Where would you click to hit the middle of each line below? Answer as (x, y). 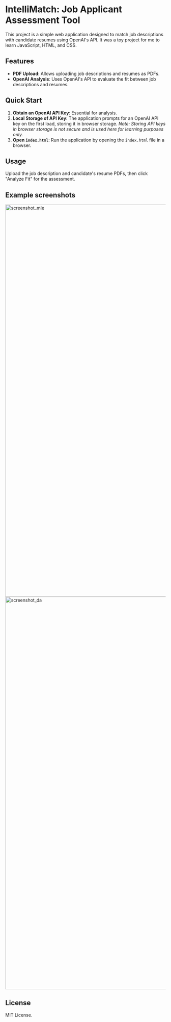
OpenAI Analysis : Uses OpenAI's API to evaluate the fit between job (84, 79)
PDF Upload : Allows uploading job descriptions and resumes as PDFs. (86, 73)
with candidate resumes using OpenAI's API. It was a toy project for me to (83, 40)
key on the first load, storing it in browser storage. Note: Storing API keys (89, 123)
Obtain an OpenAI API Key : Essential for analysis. (65, 113)
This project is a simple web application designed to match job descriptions (84, 34)
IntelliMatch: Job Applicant (64, 9)
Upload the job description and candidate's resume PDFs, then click (77, 173)
